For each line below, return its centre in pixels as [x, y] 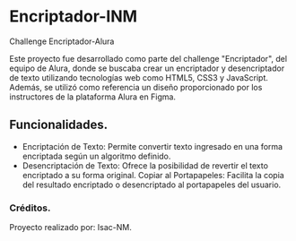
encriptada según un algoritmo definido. [96, 156]
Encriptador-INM [73, 17]
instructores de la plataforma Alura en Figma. [93, 97]
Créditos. [30, 208]
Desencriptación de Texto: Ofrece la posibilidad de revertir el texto [145, 165]
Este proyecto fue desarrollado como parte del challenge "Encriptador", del [148, 58]
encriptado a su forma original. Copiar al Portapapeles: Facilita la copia [153, 175]
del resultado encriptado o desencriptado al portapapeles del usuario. [152, 185]
